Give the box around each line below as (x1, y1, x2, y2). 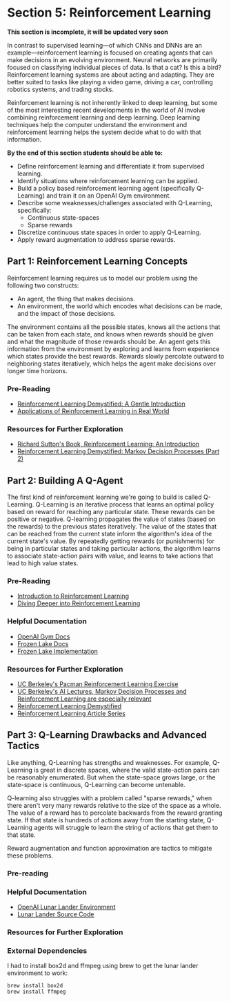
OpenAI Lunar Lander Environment (17, 903, 116, 911)
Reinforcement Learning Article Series (17, 710, 126, 718)
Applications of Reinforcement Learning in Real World (17, 407, 170, 415)
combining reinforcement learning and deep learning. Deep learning (7, 113, 201, 122)
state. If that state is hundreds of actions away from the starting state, (7, 815, 205, 824)
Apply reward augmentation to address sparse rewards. (17, 235, 176, 243)
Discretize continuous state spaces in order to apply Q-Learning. (17, 228, 201, 236)
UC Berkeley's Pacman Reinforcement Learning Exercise (17, 680, 179, 688)
